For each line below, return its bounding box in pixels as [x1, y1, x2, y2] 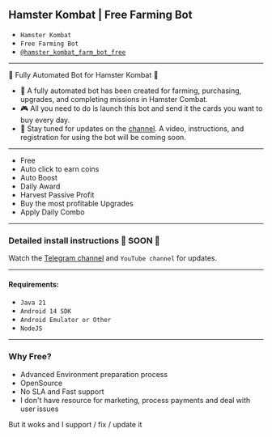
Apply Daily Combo [19, 207, 85, 217]
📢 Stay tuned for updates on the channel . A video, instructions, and [19, 123, 244, 134]
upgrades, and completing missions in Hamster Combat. [19, 94, 208, 104]
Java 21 [19, 299, 46, 308]
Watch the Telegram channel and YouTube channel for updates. [8, 253, 217, 263]
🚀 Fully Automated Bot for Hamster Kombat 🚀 [8, 70, 159, 79]
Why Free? [8, 351, 52, 363]
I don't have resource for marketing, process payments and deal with [19, 395, 251, 405]
